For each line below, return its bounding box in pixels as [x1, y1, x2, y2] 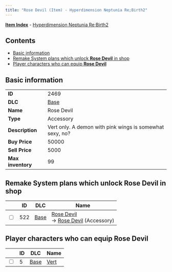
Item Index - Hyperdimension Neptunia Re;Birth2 [5, 22, 109, 28]
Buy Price [8, 138, 32, 145]
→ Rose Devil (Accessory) [51, 217, 115, 224]
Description [8, 127, 37, 134]
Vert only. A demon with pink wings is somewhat [47, 123, 164, 131]
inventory [8, 161, 32, 169]
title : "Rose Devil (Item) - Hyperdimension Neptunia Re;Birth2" [5, 7, 147, 13]
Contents [5, 36, 36, 45]
